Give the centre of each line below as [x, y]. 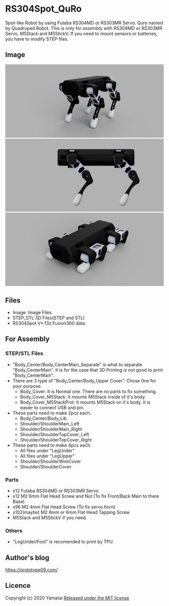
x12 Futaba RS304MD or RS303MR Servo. [56, 491]
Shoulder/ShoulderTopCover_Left [55, 434]
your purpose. [27, 386]
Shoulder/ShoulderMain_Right [51, 429]
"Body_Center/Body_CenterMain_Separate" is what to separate [77, 364]
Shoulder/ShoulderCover [46, 466]
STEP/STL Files [24, 354]
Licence [18, 586]
